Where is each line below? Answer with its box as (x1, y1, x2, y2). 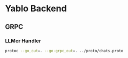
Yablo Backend (5, 3, 67, 14)
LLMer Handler (5, 37, 42, 44)
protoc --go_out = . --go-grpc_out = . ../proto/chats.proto (5, 48, 124, 53)
